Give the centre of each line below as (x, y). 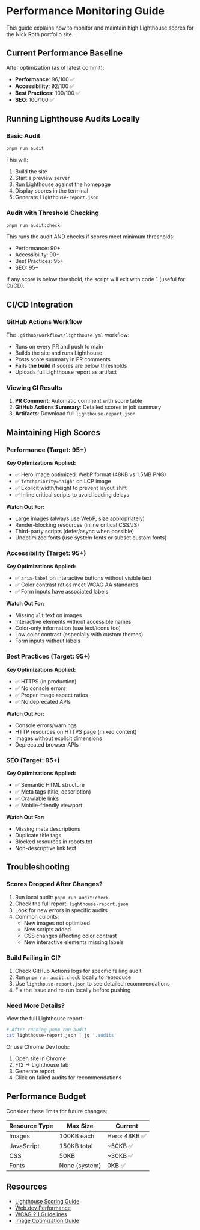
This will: (17, 160)
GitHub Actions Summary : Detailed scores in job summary (88, 407)
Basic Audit (23, 136)
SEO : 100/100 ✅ (35, 99)
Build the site (31, 172)
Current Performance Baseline (65, 53)
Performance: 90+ (38, 249)
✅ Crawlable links (37, 798)
